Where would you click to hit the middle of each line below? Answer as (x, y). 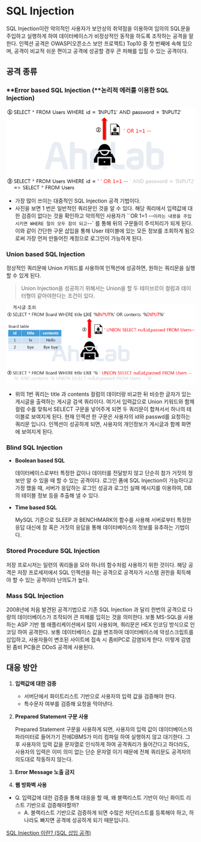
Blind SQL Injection (34, 447)
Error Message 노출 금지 (45, 772)
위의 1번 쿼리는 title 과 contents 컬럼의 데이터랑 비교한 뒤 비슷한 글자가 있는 (103, 394)
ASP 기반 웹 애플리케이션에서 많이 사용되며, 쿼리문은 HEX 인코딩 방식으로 (103, 624)
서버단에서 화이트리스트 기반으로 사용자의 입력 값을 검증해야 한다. (100, 696)
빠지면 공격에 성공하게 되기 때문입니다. (85, 820)
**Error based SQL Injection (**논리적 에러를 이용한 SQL (88, 90)
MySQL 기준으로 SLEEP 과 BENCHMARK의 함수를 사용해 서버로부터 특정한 (103, 520)
